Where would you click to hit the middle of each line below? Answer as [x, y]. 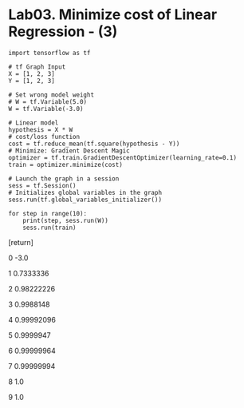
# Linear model [33, 123]
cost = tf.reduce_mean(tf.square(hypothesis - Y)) [94, 144]
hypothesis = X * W [41, 129]
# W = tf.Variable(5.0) [48, 101]
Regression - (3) [63, 32]
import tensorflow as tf [49, 53]
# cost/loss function [44, 137]
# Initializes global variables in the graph [85, 192]
